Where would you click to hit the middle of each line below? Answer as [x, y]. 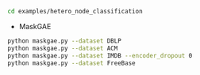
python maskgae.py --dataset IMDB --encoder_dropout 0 [100, 55]
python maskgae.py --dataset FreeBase [71, 63]
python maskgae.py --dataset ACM [63, 48]
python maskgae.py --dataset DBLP [65, 41]
